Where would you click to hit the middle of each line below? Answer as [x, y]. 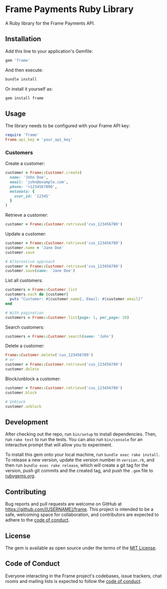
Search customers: [25, 327]
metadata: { [22, 191]
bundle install [21, 79]
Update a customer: [26, 234]
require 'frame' [22, 135]
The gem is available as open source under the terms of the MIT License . [81, 548]
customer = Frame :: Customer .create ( [44, 173]
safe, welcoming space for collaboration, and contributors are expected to [82, 515]
